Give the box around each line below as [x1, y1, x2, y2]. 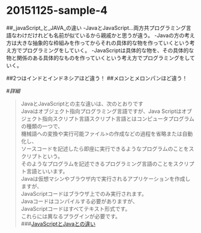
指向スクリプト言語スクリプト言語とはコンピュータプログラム [41, 115, 195, 122]
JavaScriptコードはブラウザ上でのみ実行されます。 [20, 190, 147, 197]
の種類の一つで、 [20, 123, 64, 130]
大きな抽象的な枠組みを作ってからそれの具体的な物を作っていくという [16, 39, 190, 46]
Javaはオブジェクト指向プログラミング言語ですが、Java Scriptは [20, 107, 182, 115]
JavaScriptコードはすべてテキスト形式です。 [20, 205, 131, 212]
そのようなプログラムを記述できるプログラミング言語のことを [20, 160, 174, 167]
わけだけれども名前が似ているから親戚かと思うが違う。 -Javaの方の [16, 31, 185, 39]
